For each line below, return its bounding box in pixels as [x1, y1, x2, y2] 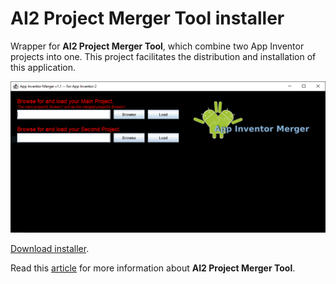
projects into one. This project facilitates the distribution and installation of [10, 50, 317, 62]
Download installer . [10, 242, 90, 254]
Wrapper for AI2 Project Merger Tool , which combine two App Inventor [10, 40, 305, 52]
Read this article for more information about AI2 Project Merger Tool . [10, 262, 296, 274]
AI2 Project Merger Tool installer [10, 7, 285, 30]
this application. [10, 61, 77, 73]
